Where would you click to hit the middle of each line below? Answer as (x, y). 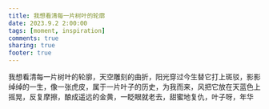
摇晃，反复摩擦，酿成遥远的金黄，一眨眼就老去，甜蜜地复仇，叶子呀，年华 (131, 97)
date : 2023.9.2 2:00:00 (48, 23)
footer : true (30, 53)
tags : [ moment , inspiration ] (57, 30)
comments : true (34, 38)
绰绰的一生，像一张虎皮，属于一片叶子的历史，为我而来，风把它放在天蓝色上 (134, 87)
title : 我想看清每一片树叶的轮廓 (57, 16)
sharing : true (32, 46)
